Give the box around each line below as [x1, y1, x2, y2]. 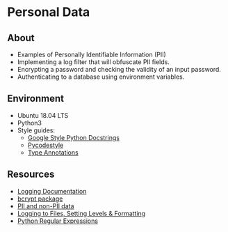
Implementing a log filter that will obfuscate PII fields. [17, 58, 170, 66]
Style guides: [17, 126, 56, 134]
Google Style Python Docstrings [27, 133, 120, 141]
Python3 [17, 118, 42, 127]
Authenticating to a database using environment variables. [17, 72, 185, 81]
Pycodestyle [27, 141, 64, 149]
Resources [7, 169, 55, 180]
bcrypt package [17, 194, 63, 203]
